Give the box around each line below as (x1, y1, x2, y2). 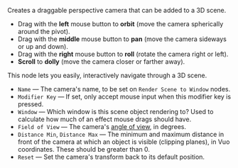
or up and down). (17, 43, 69, 50)
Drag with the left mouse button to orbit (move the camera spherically (17, 20, 224, 28)
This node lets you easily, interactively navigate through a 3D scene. (7, 71, 207, 79)
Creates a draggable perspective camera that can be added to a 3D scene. (7, 6, 227, 14)
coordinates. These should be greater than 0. (17, 145, 151, 153)
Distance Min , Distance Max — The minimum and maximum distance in (17, 130, 225, 138)
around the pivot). (17, 28, 70, 35)
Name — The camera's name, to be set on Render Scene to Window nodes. (17, 85, 231, 93)
